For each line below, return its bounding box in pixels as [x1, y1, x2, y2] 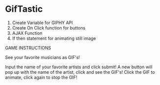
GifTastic [5, 3, 43, 15]
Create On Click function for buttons [12, 25, 86, 30]
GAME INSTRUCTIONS [5, 45, 51, 51]
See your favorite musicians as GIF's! [5, 54, 80, 60]
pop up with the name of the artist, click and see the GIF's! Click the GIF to [5, 69, 155, 75]
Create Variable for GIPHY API [12, 20, 73, 26]
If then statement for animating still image [12, 35, 96, 41]
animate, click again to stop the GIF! [5, 74, 77, 80]
